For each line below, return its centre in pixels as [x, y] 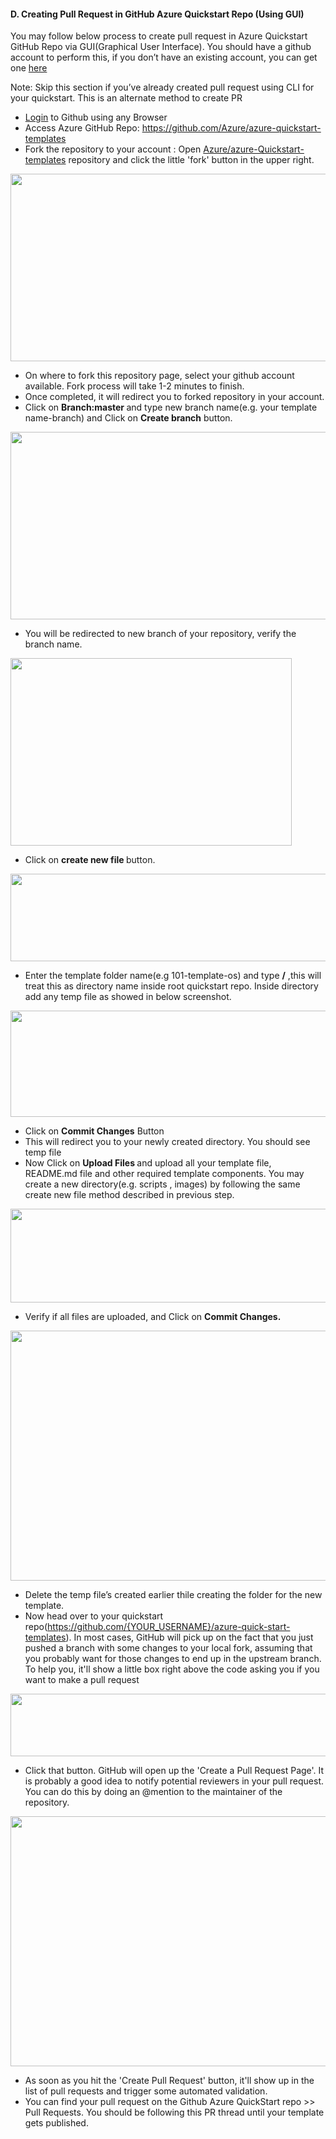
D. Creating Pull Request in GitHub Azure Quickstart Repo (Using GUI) [157, 14]
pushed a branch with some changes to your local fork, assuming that [168, 1648]
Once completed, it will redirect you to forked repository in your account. [174, 397]
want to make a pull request [82, 1680]
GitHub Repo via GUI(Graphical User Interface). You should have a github [161, 47]
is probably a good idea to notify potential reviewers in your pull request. [174, 1781]
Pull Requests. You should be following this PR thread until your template [174, 2112]
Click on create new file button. [90, 860]
